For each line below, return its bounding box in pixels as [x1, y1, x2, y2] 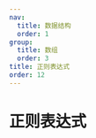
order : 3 [17, 54, 49, 63]
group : [9, 37, 33, 47]
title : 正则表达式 [9, 63, 70, 72]
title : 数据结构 [17, 21, 72, 30]
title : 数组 [17, 46, 59, 55]
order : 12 [9, 71, 46, 80]
